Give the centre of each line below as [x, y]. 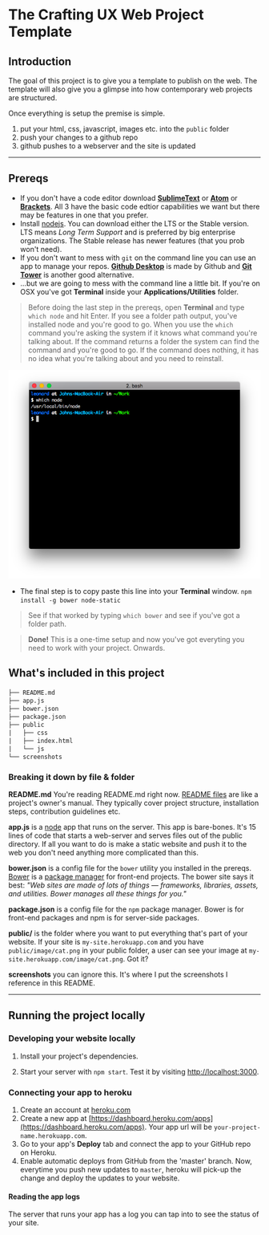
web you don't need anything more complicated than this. [103, 852]
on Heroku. [38, 1152]
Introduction [40, 61]
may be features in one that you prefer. [84, 215]
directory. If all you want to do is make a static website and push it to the [128, 843]
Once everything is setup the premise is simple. [87, 113]
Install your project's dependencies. [79, 1056]
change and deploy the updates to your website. [100, 1178]
